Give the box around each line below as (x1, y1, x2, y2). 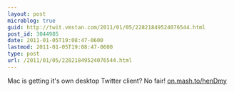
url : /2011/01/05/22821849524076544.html (7, 57, 133, 64)
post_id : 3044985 (7, 30, 59, 38)
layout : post (7, 10, 46, 18)
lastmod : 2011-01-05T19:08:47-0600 (7, 44, 113, 51)
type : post (7, 51, 40, 58)
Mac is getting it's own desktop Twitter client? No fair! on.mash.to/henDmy (7, 76, 227, 85)
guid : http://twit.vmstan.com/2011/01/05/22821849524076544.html (7, 24, 205, 31)
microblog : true (7, 17, 56, 24)
